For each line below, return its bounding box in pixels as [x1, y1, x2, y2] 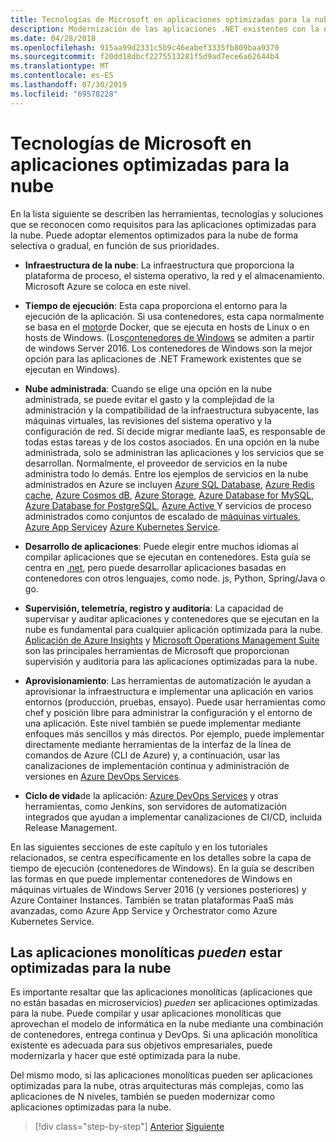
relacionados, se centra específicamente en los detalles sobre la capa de [10, 851, 312, 863]
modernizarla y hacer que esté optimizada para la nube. [10, 1050, 241, 1062]
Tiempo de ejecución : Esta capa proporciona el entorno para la [24, 299, 288, 311]
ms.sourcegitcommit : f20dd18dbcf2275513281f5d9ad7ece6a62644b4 [10, 52, 280, 62]
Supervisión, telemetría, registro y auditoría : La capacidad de [24, 602, 284, 614]
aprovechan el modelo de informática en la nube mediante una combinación [10, 1018, 324, 1030]
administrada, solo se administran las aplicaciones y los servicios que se [24, 446, 325, 458]
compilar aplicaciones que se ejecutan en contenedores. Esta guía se [24, 551, 312, 563]
